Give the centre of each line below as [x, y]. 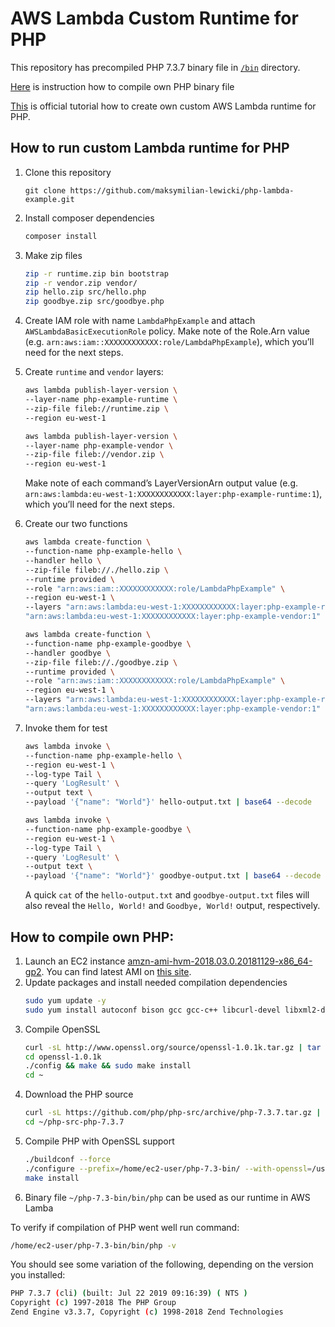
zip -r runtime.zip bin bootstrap [96, 273]
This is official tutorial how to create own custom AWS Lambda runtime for [163, 106]
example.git [49, 199]
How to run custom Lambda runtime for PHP [150, 148]
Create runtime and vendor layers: [94, 372]
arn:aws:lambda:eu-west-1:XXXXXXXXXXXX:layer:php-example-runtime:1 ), [173, 494]
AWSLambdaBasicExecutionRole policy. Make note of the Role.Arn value [167, 331]
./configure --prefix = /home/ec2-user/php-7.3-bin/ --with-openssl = [168, 1168]
